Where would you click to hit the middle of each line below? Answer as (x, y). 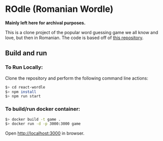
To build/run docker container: (43, 109)
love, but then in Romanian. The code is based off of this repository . (74, 38)
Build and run (26, 53)
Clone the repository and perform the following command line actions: (77, 78)
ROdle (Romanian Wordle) (59, 9)
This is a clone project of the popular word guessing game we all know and (82, 32)
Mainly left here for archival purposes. (45, 23)
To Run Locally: (24, 67)
